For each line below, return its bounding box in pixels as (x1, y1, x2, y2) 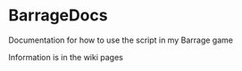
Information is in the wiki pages (8, 51, 124, 62)
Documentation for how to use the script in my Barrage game (8, 35, 234, 45)
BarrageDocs (8, 5, 108, 26)
